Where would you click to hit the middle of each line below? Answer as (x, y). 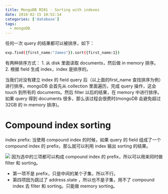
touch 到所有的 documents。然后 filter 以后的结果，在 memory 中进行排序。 (83, 92)
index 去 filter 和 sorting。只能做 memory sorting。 (65, 186)
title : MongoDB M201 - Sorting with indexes (52, 10)
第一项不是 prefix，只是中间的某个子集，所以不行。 (65, 173)
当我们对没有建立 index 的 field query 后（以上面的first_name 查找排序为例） (84, 80)
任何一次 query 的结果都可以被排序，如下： (50, 43)
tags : (11, 24)
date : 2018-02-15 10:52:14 (33, 14)
